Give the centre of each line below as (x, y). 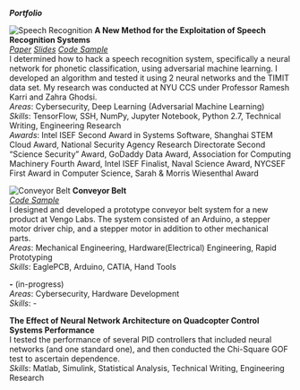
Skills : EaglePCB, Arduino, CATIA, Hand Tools (93, 267)
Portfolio (26, 13)
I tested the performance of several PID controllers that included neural (141, 339)
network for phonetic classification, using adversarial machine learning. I (143, 68)
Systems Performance (52, 330)
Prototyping (31, 257)
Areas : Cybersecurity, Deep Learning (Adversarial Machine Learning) (137, 106)
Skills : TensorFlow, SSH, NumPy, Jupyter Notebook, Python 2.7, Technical (146, 116)
